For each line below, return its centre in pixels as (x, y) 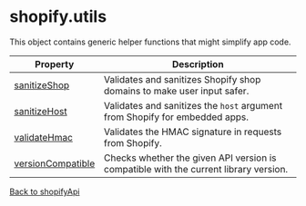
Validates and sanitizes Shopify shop (182, 79)
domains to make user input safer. (176, 91)
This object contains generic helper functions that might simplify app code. (150, 42)
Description (198, 64)
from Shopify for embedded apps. (176, 117)
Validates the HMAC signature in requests (193, 132)
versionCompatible (55, 163)
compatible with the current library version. (196, 169)
